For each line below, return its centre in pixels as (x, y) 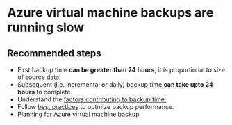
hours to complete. (45, 92)
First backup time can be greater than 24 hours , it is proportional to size (121, 70)
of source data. (39, 77)
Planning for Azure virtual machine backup (78, 114)
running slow (46, 27)
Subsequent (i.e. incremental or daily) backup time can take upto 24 (115, 84)
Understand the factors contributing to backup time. (92, 99)
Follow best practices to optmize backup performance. (96, 107)
